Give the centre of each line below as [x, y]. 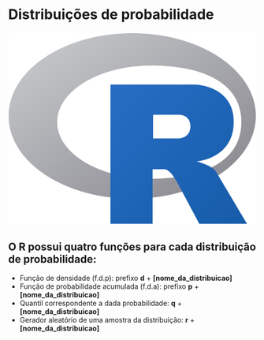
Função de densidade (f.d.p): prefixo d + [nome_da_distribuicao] [126, 278]
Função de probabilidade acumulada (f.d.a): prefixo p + [109, 286]
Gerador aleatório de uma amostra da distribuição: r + [107, 320]
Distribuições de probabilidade [111, 15]
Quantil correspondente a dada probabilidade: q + [101, 303]
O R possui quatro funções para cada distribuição [132, 247]
